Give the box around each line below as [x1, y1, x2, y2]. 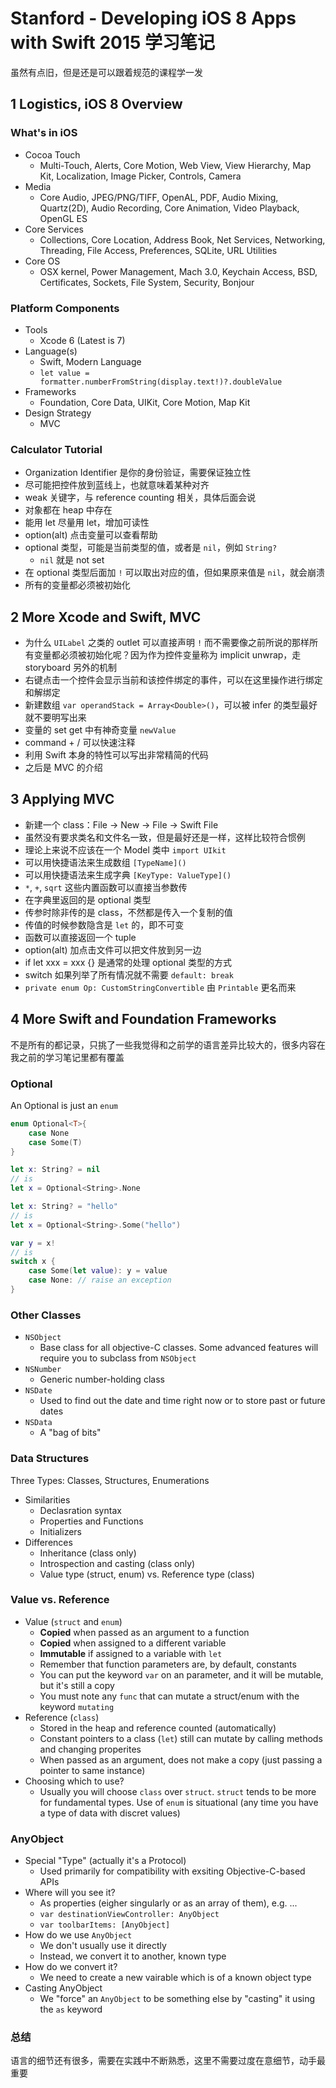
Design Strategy [24, 407, 92, 419]
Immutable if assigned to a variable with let [39, 1647, 223, 1659]
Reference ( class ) [24, 1711, 100, 1723]
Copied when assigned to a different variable [39, 1637, 227, 1649]
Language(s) [24, 345, 78, 357]
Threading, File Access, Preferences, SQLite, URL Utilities [39, 244, 278, 256]
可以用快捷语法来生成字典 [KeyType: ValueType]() [24, 868, 232, 881]
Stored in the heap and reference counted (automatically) [39, 1722, 277, 1734]
